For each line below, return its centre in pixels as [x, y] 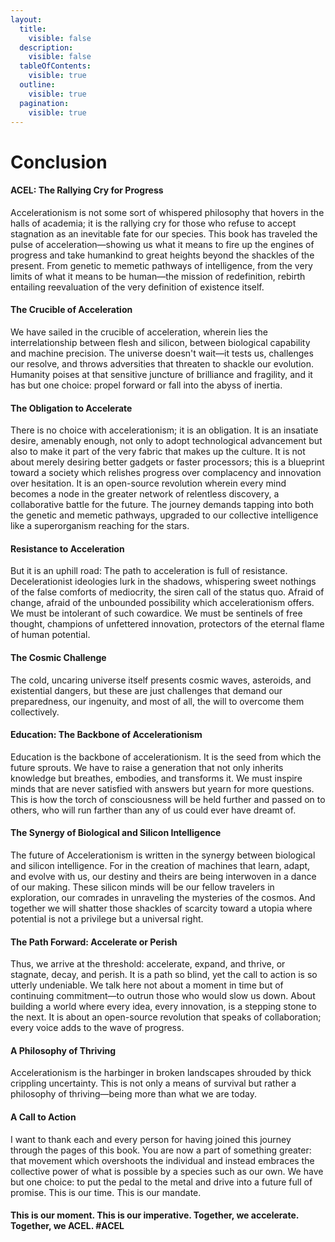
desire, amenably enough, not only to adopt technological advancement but [166, 441]
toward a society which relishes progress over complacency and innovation [166, 473]
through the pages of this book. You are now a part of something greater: [161, 1150]
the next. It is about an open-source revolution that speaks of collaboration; [166, 1017]
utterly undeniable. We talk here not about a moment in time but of [147, 985]
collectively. [35, 712]
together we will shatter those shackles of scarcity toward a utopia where [161, 908]
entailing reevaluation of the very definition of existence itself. [137, 287]
